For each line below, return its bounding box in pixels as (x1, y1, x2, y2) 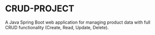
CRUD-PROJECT (5, 3, 75, 14)
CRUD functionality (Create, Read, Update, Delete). (5, 24, 109, 30)
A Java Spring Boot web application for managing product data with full (5, 19, 151, 25)
